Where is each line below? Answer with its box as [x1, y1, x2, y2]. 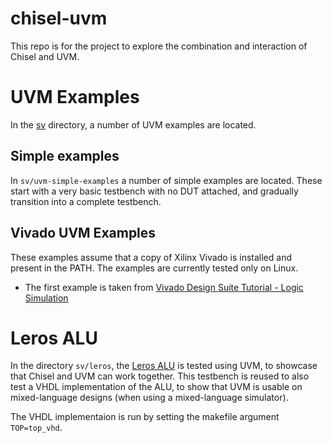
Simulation [24, 292, 69, 304]
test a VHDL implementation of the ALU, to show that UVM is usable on [10, 381, 303, 393]
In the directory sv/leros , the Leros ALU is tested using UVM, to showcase [10, 360, 318, 372]
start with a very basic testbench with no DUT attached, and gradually [10, 185, 299, 197]
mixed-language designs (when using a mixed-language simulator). [10, 392, 289, 404]
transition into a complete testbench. [10, 195, 162, 207]
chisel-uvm [10, 7, 108, 30]
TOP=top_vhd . [10, 422, 63, 434]
